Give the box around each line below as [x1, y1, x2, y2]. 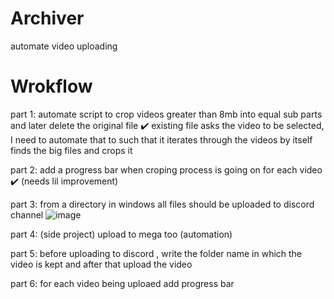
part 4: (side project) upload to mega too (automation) [10, 228, 233, 240]
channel [10, 208, 44, 221]
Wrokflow [10, 75, 93, 98]
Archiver [10, 7, 85, 30]
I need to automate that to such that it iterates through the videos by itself [10, 133, 313, 146]
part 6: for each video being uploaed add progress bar [10, 277, 235, 289]
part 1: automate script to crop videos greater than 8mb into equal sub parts [10, 108, 323, 120]
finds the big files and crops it [10, 144, 133, 156]
